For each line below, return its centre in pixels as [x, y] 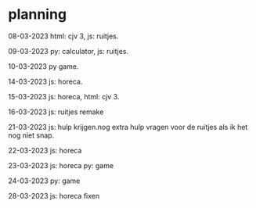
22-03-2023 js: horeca [45, 150]
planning [38, 14]
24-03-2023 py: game [44, 181]
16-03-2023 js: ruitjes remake [56, 112]
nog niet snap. [31, 135]
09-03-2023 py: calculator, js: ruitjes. [69, 51]
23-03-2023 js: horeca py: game [61, 165]
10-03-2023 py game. [43, 66]
